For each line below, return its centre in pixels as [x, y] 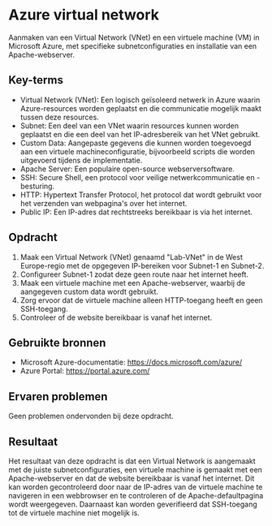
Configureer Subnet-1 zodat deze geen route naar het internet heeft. [134, 274]
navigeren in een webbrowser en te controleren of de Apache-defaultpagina [136, 496]
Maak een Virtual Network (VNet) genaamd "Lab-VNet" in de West [132, 257]
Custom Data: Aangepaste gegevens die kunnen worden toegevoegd [136, 143]
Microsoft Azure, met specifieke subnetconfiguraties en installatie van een [133, 45]
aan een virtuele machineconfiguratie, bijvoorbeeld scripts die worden [138, 151]
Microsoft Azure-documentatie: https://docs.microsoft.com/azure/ [131, 362]
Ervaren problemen [58, 397]
